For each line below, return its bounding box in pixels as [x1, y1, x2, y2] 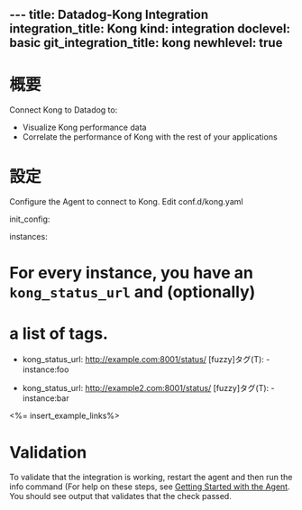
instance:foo [22, 364, 69, 375]
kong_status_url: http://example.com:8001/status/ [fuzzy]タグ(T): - [22, 354, 270, 365]
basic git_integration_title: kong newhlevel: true [9, 35, 283, 50]
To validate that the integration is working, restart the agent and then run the [9, 472, 293, 483]
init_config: [9, 214, 50, 224]
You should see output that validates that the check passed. [9, 491, 232, 502]
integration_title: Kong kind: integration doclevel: [9, 22, 291, 37]
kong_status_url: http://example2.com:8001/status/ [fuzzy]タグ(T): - [22, 383, 275, 394]
